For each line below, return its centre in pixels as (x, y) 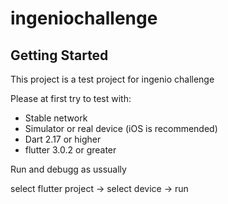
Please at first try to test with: (71, 98)
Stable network (56, 118)
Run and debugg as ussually (68, 169)
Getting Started (59, 55)
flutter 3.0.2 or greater (70, 150)
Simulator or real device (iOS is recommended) (121, 128)
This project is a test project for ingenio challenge (112, 79)
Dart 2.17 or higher (63, 139)
